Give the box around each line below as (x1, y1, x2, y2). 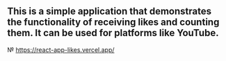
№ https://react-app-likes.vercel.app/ (7, 45, 115, 54)
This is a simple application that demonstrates (7, 6, 212, 17)
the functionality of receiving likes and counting (7, 17, 220, 28)
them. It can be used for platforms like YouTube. (7, 27, 219, 39)
